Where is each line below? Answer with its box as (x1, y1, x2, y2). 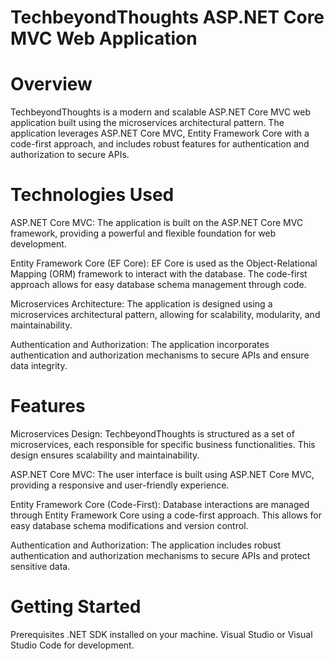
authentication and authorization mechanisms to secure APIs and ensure (10, 349, 310, 361)
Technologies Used (10, 184, 175, 206)
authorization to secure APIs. (10, 149, 130, 161)
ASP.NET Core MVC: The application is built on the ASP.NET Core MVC (10, 217, 304, 229)
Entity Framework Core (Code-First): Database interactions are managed (10, 499, 310, 510)
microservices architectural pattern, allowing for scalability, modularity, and (10, 309, 321, 321)
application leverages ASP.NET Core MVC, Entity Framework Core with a (10, 127, 310, 140)
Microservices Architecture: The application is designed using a (10, 298, 273, 310)
